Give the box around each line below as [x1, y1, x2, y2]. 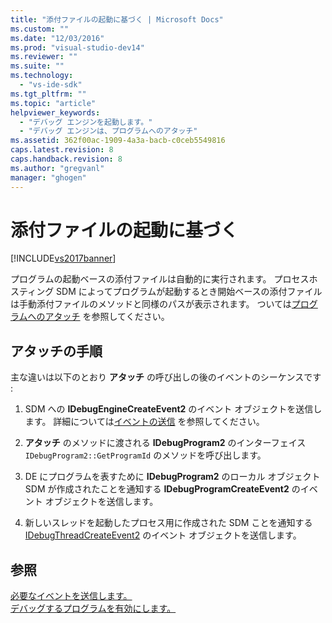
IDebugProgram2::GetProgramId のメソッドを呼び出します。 [24, 449, 267, 461]
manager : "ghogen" [10, 172, 87, 183]
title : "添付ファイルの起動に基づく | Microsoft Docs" [10, 14, 224, 25]
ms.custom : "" [10, 24, 70, 34]
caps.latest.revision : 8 [10, 145, 114, 155]
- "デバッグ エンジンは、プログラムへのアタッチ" [19, 126, 198, 136]
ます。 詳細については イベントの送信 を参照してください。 [24, 416, 265, 428]
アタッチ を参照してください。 [44, 311, 170, 323]
